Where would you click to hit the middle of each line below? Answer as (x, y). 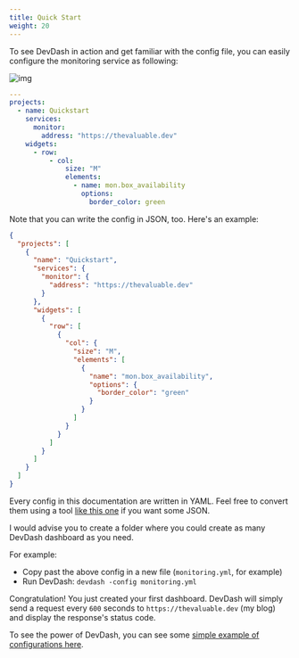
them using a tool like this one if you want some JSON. (110, 510)
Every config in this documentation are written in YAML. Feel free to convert (149, 501)
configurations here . (46, 644)
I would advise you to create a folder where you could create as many (137, 528)
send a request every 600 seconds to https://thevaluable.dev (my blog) (143, 608)
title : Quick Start (46, 17)
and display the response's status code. (83, 617)
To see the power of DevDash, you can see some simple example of (134, 635)
